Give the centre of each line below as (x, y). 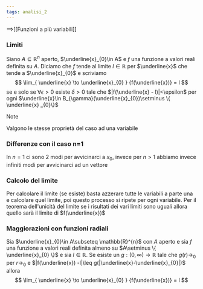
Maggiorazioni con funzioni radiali (57, 229)
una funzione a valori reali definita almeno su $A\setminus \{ (81, 248)
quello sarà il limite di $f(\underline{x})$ (56, 213)
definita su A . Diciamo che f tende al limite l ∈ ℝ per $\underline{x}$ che (97, 66)
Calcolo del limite (32, 180)
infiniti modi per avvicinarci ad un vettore (57, 164)
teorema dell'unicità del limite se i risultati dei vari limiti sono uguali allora (97, 206)
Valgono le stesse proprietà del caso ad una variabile (72, 128)
